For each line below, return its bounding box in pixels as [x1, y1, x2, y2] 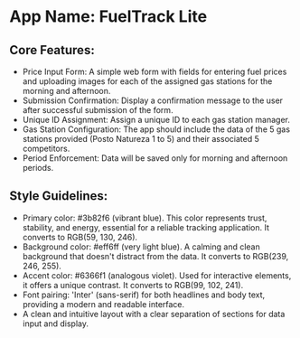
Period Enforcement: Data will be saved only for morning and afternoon [22, 153, 288, 164]
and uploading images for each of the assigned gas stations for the [22, 76, 273, 87]
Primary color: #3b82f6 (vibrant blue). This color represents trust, [22, 212, 267, 223]
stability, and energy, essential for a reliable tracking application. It [22, 221, 269, 232]
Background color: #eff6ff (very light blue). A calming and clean [22, 241, 260, 252]
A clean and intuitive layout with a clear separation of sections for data [22, 308, 286, 319]
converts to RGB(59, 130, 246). [22, 231, 138, 242]
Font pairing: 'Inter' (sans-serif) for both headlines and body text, [22, 289, 266, 300]
